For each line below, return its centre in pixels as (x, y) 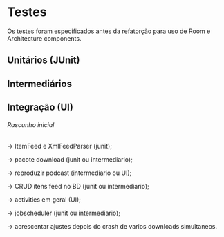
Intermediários (40, 84)
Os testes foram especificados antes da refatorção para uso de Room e (109, 31)
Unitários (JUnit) (44, 60)
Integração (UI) (40, 107)
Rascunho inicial (31, 124)
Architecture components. (44, 38)
